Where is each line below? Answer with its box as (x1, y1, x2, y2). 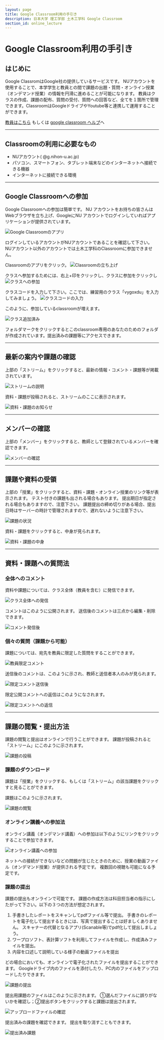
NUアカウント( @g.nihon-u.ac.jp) (12, 154, 80, 160)
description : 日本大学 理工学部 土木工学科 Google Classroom (5, 16, 123, 21)
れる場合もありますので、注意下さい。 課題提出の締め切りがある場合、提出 (5, 501, 156, 507)
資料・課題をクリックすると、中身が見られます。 (5, 528, 103, 534)
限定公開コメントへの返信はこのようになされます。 (5, 692, 107, 697)
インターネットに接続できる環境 (12, 172, 77, 178)
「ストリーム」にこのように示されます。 (5, 743, 86, 748)
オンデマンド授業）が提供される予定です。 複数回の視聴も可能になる (13, 864, 151, 870)
